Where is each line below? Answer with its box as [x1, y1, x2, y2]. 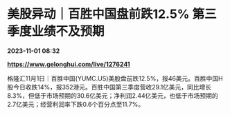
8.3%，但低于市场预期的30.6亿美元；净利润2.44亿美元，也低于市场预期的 [7, 91, 218, 100]
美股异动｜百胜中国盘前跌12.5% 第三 [7, 6, 217, 22]
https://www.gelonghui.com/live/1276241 [7, 60, 130, 68]
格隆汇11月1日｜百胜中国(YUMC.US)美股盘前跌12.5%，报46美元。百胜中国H [7, 74, 223, 83]
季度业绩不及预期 [7, 23, 105, 39]
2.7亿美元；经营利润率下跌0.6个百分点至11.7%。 [7, 100, 145, 108]
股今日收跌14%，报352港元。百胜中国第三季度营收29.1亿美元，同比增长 [7, 83, 212, 91]
